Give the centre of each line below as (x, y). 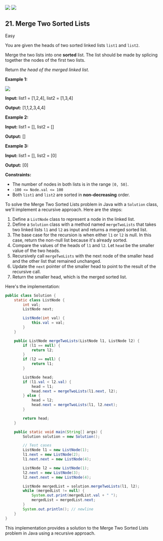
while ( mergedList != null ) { (54, 491)
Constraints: (18, 174)
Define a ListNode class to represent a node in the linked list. (74, 219)
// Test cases (37, 445)
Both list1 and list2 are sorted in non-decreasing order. (71, 195)
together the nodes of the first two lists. (45, 60)
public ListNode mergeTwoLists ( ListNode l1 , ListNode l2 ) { (77, 341)
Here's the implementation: (33, 286)
